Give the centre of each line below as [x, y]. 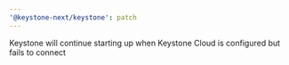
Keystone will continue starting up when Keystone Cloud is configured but [145, 43]
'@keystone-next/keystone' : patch [73, 17]
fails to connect [38, 52]
